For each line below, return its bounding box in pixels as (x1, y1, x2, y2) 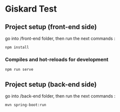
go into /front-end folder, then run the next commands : (5, 35, 116, 41)
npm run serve (5, 67, 34, 72)
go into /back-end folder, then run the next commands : (5, 93, 116, 99)
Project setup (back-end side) (5, 80, 97, 88)
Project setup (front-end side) (5, 23, 97, 31)
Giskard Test (5, 3, 57, 15)
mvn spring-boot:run (5, 103, 47, 108)
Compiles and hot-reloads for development (5, 56, 109, 63)
